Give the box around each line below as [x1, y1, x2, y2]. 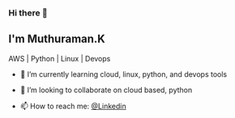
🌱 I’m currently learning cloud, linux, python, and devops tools [19, 69, 228, 79]
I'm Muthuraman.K [8, 32, 105, 46]
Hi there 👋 [8, 7, 49, 19]
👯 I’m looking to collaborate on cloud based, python [19, 85, 193, 95]
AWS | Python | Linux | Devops [8, 53, 111, 63]
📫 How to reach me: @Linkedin [19, 101, 127, 111]
